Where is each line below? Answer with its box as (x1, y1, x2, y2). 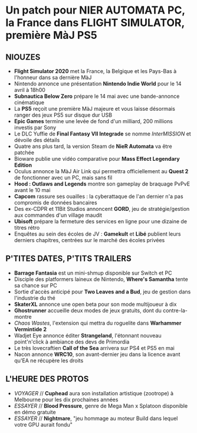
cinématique (14, 99, 45, 106)
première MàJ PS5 (5, 29, 98, 42)
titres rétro (14, 224, 40, 231)
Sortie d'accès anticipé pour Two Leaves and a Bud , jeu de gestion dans (14, 288, 191, 295)
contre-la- (162, 307, 188, 314)
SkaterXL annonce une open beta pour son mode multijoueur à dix (14, 300, 177, 308)
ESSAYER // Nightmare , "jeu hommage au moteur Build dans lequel (14, 415, 178, 422)
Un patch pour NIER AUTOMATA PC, (5, 4, 185, 17)
